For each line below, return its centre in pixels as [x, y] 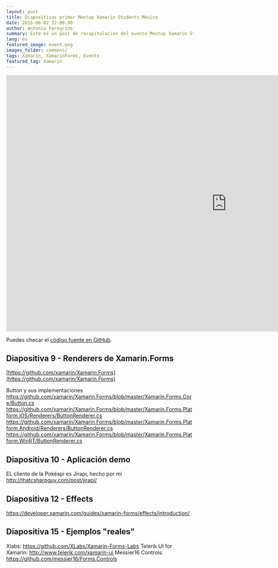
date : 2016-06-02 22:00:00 [40, 23]
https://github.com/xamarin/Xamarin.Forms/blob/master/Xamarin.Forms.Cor [99, 397]
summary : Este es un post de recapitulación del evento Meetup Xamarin [97, 34]
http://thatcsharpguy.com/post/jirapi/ [51, 480]
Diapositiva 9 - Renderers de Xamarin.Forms [90, 358]
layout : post [22, 12]
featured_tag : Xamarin [34, 61]
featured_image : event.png [40, 45]
